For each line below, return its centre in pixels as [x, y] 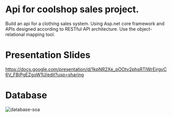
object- [145, 29]
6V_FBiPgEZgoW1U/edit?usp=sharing [45, 75]
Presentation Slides [48, 55]
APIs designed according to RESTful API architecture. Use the [71, 29]
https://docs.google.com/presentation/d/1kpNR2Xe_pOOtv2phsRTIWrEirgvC [86, 69]
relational [15, 34]
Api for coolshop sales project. [72, 9]
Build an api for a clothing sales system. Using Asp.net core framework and [85, 24]
